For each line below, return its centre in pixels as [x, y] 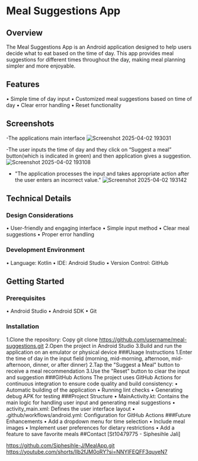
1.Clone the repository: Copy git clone [52, 340]
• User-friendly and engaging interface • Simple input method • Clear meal [98, 228]
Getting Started [35, 281]
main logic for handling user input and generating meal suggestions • [91, 402]
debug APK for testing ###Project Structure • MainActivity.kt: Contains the [97, 396]
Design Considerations [40, 215]
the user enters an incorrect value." [58, 180]
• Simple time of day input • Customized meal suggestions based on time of [99, 98]
